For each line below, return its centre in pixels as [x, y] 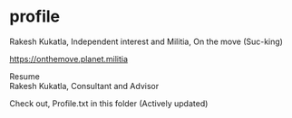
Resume [25, 76]
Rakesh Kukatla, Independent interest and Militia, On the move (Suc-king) [146, 41]
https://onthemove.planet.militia [69, 59]
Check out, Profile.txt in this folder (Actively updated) [109, 103]
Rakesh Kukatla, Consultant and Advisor [84, 86]
